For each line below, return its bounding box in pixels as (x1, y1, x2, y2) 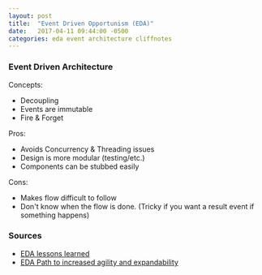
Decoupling (19, 95, 59, 105)
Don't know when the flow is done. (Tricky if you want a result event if (19, 201, 255, 211)
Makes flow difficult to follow (19, 192, 118, 203)
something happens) (19, 210, 90, 220)
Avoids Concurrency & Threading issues (19, 144, 155, 154)
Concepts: (8, 79, 43, 89)
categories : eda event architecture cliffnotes (8, 34, 173, 43)
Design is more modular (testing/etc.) (19, 153, 145, 162)
